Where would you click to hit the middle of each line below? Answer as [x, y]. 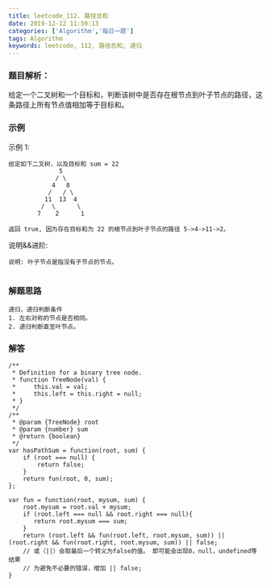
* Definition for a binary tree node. [77, 373]
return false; [61, 465]
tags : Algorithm [35, 38]
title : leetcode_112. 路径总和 [58, 16]
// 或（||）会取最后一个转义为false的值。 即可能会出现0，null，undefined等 [140, 551]
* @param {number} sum [50, 429]
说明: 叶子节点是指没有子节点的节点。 [63, 262]
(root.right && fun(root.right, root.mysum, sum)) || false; [113, 543]
